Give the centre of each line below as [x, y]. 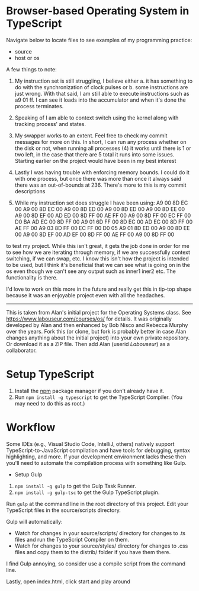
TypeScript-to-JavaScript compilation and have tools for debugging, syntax [98, 450]
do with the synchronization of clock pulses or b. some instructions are [101, 87]
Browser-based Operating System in [98, 11]
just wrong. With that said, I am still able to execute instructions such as [102, 93]
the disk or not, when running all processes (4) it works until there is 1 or [103, 148]
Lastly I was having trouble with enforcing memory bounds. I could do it [102, 172]
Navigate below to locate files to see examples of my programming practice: [99, 40]
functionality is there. [32, 277]
